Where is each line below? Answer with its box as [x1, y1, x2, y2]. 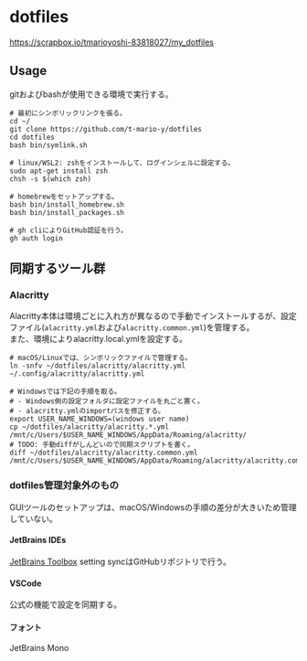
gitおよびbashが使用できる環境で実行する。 [9, 89, 174, 100]
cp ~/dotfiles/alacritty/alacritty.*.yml [9, 422, 170, 432]
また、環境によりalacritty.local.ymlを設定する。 [9, 334, 188, 345]
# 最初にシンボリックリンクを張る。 [9, 108, 127, 118]
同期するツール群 [9, 261, 106, 276]
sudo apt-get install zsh [9, 166, 108, 176]
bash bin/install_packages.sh [9, 208, 125, 217]
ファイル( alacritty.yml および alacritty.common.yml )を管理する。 [9, 322, 255, 333]
